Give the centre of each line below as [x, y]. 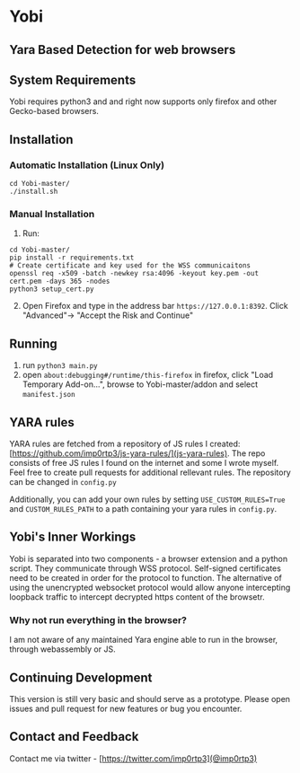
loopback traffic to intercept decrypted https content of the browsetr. [137, 597]
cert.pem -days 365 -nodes [60, 281]
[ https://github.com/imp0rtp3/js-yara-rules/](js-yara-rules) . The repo [137, 453]
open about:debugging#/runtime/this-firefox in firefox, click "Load [148, 375]
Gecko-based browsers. [54, 111]
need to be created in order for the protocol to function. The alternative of [146, 577]
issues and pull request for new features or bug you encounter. [126, 708]
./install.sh [34, 192]
